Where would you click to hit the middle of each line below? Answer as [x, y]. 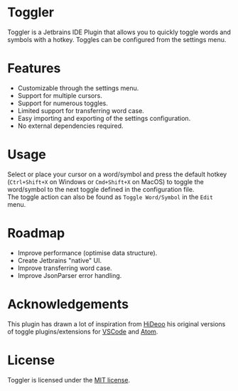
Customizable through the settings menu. [78, 88]
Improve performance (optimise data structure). [87, 252]
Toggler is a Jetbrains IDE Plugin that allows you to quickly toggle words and [119, 32]
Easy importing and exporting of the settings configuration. [104, 118]
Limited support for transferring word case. [81, 110]
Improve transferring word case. [65, 268]
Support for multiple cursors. [60, 95]
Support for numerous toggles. [63, 103]
